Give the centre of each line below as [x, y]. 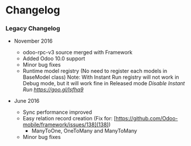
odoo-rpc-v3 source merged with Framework [78, 53]
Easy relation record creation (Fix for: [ [69, 119]
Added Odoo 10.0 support [54, 58]
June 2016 [27, 101]
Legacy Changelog [33, 29]
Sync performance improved [57, 112]
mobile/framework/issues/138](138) [66, 125]
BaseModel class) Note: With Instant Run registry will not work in [101, 77]
